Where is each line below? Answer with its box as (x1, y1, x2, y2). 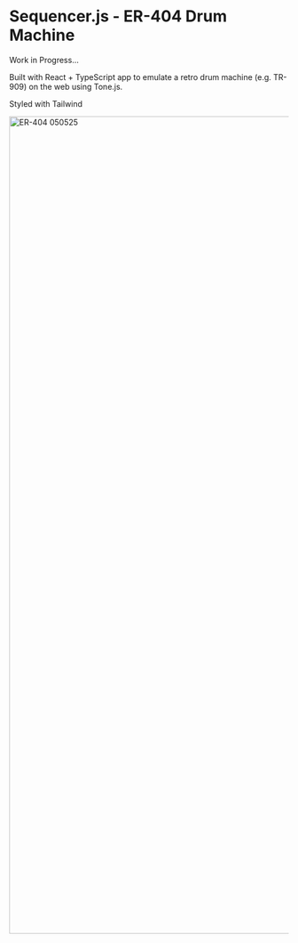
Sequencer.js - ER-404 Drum (9, 6, 228, 27)
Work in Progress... (9, 54, 80, 65)
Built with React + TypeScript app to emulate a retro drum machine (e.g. (9, 71, 272, 82)
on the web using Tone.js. (28, 81, 123, 92)
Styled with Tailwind (9, 98, 82, 109)
